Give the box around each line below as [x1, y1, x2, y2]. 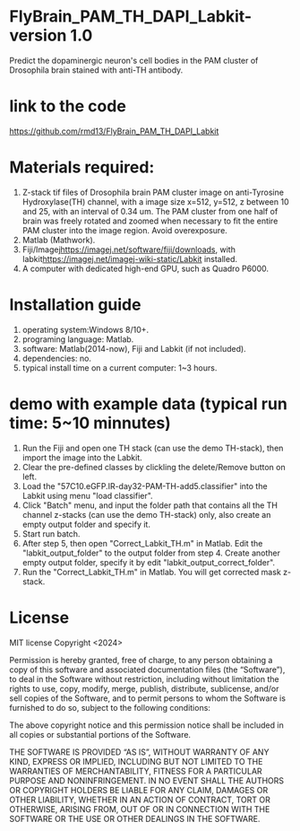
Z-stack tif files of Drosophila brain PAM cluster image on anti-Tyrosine [21, 187, 285, 197]
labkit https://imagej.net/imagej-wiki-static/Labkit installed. [21, 253, 237, 264]
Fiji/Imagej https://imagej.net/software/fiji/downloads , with [21, 244, 236, 255]
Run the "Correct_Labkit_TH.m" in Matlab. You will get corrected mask [21, 566, 282, 577]
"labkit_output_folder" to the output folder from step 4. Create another [21, 547, 280, 558]
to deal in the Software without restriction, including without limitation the [9, 673, 279, 684]
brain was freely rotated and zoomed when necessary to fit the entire [21, 215, 279, 226]
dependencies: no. [21, 353, 92, 363]
